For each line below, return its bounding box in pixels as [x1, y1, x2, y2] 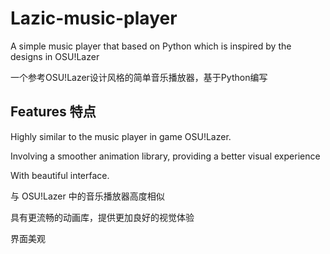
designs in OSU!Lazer [10, 50, 100, 62]
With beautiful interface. [10, 169, 110, 181]
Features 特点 [10, 103, 97, 121]
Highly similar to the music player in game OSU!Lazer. [10, 130, 232, 142]
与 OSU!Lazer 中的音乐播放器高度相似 [10, 190, 165, 202]
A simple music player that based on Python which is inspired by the [10, 40, 292, 52]
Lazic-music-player [10, 7, 178, 30]
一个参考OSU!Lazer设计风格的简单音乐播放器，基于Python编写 [10, 71, 268, 83]
